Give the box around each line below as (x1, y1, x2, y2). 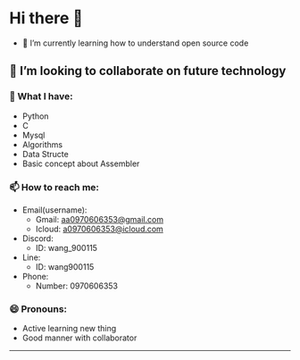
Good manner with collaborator (21, 332, 137, 343)
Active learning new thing (21, 323, 117, 334)
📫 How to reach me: (9, 180, 100, 193)
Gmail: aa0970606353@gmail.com (35, 213, 163, 224)
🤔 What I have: (9, 90, 73, 103)
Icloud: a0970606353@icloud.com (35, 223, 163, 234)
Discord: (21, 232, 54, 244)
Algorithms (21, 138, 63, 150)
